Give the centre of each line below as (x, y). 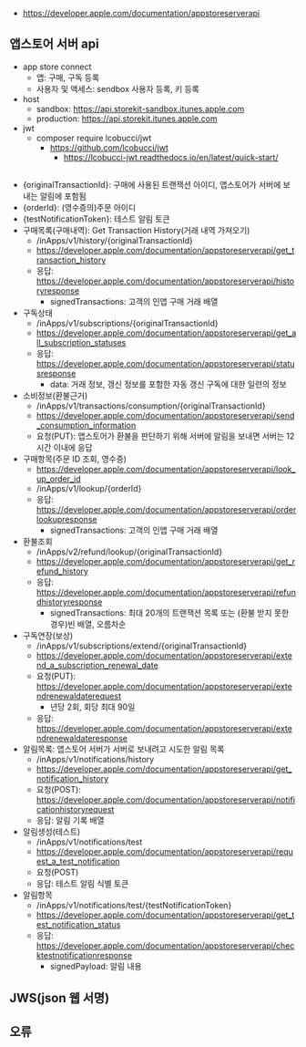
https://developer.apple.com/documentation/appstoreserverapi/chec (165, 946)
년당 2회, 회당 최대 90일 (92, 707)
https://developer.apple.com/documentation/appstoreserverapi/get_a (166, 333)
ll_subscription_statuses (81, 343)
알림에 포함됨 (63, 196)
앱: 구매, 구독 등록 (68, 78)
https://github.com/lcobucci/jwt (109, 147)
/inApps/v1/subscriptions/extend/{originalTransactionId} (142, 646)
